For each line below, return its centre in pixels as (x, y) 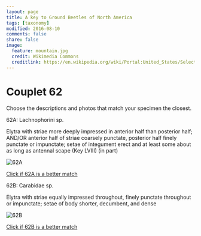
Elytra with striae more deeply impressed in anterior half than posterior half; (99, 132)
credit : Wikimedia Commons (45, 56)
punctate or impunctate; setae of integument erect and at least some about (99, 144)
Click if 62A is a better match (42, 174)
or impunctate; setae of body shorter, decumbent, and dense (81, 204)
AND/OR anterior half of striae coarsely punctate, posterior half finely (92, 138)
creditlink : (27, 62)
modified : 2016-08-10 (33, 29)
